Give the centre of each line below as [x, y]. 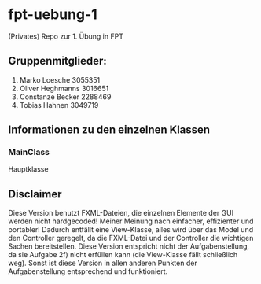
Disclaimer [35, 194]
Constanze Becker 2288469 [65, 97]
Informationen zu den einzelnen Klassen [109, 130]
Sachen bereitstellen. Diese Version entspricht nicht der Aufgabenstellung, [129, 246]
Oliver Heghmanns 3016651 [64, 88]
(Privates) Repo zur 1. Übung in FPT [66, 36]
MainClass [29, 153]
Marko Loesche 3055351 [60, 79]
